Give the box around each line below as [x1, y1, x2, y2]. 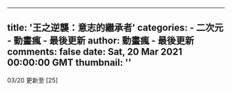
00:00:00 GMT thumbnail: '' [7, 57, 132, 69]
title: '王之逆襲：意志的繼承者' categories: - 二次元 [7, 22, 224, 34]
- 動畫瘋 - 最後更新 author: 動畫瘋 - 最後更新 [7, 35, 195, 47]
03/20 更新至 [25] [7, 76, 58, 84]
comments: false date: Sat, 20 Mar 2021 [7, 46, 183, 58]
